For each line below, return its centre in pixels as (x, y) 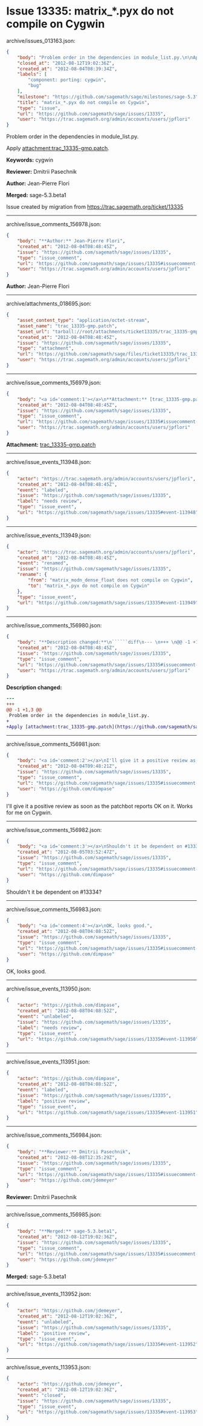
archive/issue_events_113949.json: (49, 535)
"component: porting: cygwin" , (67, 80)
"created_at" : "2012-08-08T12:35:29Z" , (67, 1158)
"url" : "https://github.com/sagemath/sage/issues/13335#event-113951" (108, 1112)
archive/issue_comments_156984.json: (54, 1135)
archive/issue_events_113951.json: (48, 1062)
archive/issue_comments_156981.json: (53, 744)
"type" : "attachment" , (46, 348)
